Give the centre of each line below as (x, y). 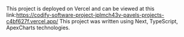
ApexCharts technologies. (38, 27)
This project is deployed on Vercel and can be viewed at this (80, 9)
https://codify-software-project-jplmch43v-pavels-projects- (90, 15)
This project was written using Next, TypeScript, (119, 21)
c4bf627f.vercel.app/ (32, 21)
